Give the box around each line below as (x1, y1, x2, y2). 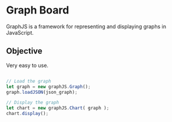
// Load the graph (6, 78, 51, 84)
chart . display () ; (6, 111, 49, 117)
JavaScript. (6, 29, 34, 36)
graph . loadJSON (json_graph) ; (6, 89, 78, 95)
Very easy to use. (6, 62, 49, 69)
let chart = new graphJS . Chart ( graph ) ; (6, 105, 110, 111)
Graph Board (6, 4, 70, 17)
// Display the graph (6, 100, 59, 106)
